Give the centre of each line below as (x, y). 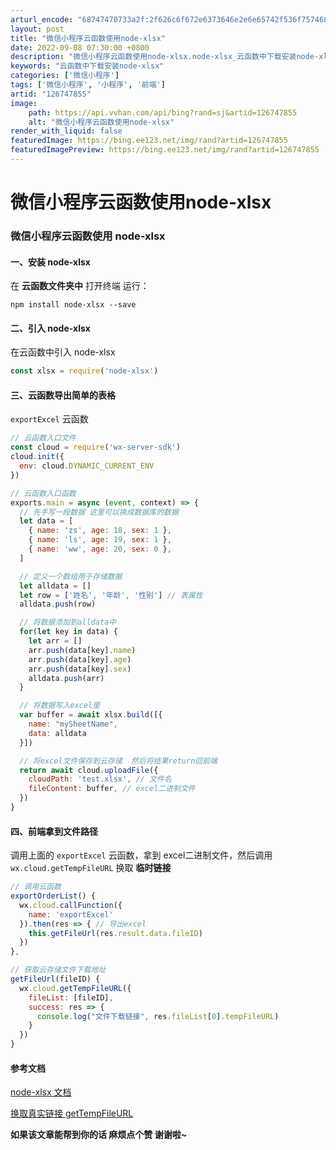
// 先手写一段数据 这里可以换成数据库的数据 (99, 512)
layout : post (37, 29)
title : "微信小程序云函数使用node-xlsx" (88, 38)
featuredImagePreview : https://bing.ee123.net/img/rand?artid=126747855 (165, 150)
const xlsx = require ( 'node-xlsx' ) (84, 371)
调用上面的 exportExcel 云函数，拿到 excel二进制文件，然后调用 (141, 855)
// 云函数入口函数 (43, 493)
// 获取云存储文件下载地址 (58, 970)
